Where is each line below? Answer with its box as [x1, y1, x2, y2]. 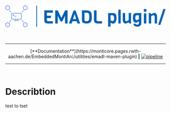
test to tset [5, 102, 28, 109]
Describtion [5, 86, 56, 97]
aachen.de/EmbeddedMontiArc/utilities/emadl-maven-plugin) [8, 53, 137, 60]
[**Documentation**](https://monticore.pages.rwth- [30, 48, 141, 54]
